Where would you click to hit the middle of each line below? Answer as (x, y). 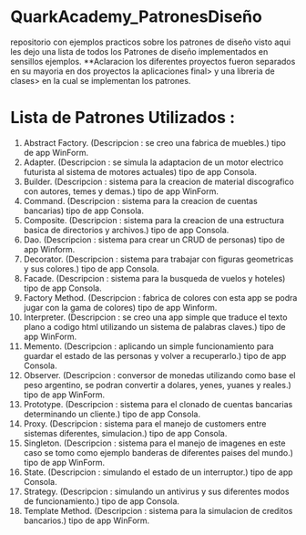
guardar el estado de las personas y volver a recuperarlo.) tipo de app (155, 355)
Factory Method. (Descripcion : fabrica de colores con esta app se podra (160, 297)
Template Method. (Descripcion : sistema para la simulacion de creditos (158, 510)
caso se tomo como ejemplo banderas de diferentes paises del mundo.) (158, 452)
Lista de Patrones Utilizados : (123, 118)
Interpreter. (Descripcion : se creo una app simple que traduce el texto (155, 317)
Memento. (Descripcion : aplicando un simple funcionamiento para (148, 346)
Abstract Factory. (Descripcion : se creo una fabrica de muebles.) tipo (154, 142)
